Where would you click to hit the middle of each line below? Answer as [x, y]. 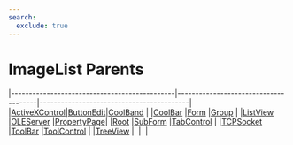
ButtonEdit [87, 112]
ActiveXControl [39, 112]
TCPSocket [242, 122]
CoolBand [126, 112]
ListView [258, 112]
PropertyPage [80, 122]
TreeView [112, 131]
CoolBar [168, 112]
